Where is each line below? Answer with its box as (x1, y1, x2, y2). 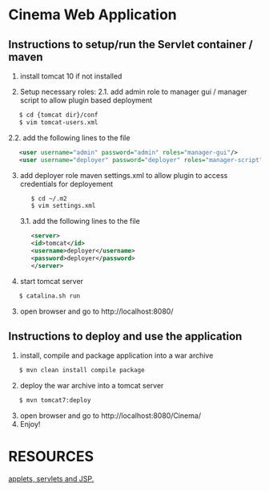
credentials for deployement (19, 179, 114, 189)
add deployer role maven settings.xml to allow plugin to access (19, 170, 228, 180)
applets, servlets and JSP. (8, 474, 94, 483)
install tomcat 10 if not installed (19, 71, 122, 81)
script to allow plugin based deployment (19, 95, 153, 105)
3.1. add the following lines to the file (19, 217, 140, 226)
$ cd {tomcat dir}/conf (18, 111, 98, 119)
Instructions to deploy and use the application (8, 329, 243, 343)
